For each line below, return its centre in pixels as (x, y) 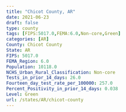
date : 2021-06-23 (28, 17)
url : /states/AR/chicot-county (45, 100)
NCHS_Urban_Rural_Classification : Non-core (61, 72)
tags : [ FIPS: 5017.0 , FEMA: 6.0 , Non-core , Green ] (63, 34)
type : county (22, 28)
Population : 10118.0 (32, 67)
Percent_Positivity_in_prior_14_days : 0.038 (62, 89)
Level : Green (22, 94)
